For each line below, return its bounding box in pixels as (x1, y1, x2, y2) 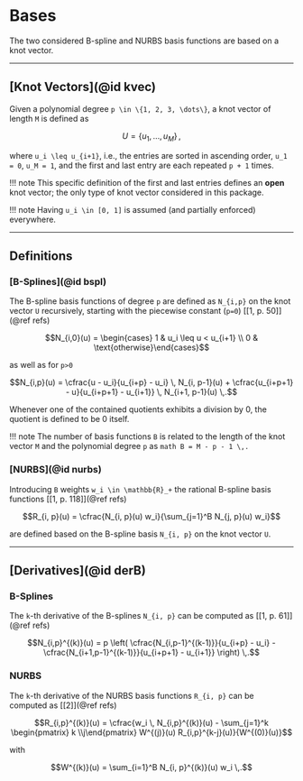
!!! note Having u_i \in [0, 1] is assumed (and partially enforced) (9, 204, 256, 215)
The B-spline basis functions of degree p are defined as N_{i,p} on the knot (9, 296, 291, 307)
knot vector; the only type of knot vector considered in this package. (9, 187, 264, 198)
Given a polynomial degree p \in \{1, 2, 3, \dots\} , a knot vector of (9, 103, 271, 114)
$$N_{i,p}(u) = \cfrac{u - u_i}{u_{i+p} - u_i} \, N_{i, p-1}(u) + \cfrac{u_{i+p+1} (9, 377, 294, 388)
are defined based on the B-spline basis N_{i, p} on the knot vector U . (9, 528, 271, 539)
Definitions (9, 248, 73, 263)
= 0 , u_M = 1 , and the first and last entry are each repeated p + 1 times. (9, 160, 275, 170)
